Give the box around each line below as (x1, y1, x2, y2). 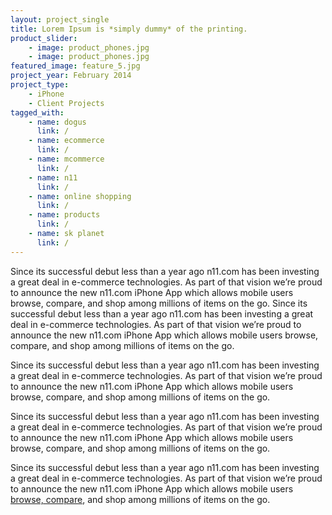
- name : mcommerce (28, 154, 105, 164)
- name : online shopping (28, 191, 132, 201)
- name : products (28, 210, 101, 220)
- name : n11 (28, 172, 78, 183)
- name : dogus (28, 117, 87, 127)
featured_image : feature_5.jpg (10, 61, 141, 71)
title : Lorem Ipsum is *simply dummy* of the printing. (10, 24, 248, 34)
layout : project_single (10, 14, 110, 25)
